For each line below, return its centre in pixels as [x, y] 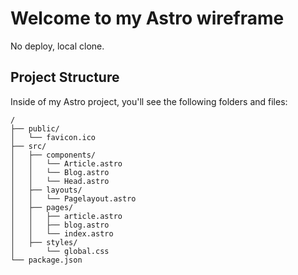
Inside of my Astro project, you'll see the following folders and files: [149, 101]
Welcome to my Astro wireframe [147, 18]
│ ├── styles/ [44, 242]
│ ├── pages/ [42, 207]
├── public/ [35, 128]
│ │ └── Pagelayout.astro [73, 198]
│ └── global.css [60, 251]
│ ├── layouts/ [46, 190]
